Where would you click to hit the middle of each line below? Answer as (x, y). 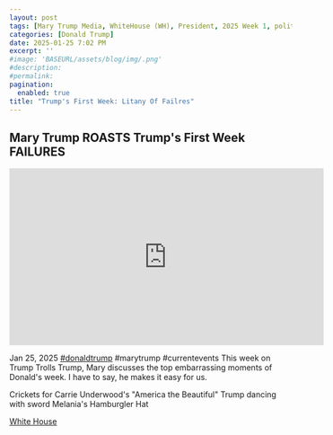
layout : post (34, 18)
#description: (36, 68)
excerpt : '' (31, 51)
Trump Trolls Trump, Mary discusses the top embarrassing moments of (141, 368)
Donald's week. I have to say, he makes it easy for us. (109, 377)
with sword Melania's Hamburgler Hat (79, 404)
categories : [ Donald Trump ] (62, 34)
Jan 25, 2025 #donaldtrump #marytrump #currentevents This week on (140, 358)
